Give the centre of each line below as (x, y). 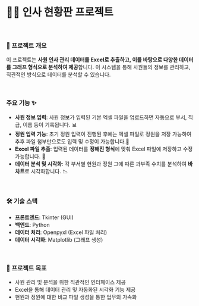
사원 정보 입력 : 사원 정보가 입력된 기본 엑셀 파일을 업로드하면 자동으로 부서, (101, 117)
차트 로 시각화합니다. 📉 (41, 171)
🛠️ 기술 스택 (22, 201)
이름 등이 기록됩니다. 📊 (50, 124)
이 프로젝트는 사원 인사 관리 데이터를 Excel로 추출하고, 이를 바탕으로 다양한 (92, 60)
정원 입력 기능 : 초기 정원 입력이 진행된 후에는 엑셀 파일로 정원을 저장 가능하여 (103, 134)
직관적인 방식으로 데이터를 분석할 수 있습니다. (59, 74)
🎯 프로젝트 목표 (26, 268)
